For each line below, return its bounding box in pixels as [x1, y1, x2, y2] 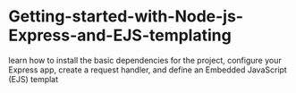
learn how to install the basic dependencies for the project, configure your [8, 55, 283, 65]
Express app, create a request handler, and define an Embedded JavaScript [8, 64, 287, 75]
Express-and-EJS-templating [8, 25, 232, 46]
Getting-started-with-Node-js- [8, 6, 243, 27]
